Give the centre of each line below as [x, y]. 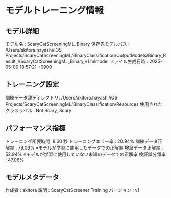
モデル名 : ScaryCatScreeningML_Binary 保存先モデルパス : [68, 44]
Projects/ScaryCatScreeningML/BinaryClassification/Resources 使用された [84, 104]
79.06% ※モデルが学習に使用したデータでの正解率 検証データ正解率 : [90, 147]
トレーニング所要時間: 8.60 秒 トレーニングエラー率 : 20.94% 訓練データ [82, 141]
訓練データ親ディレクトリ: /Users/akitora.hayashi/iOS [62, 97]
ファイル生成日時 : [129, 61]
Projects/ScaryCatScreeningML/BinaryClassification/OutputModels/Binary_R [86, 55]
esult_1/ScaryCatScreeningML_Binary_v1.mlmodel [57, 61]
